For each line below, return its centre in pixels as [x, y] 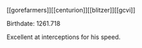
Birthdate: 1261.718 [34, 23]
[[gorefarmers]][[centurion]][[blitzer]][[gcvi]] [71, 10]
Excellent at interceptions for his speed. [64, 37]
